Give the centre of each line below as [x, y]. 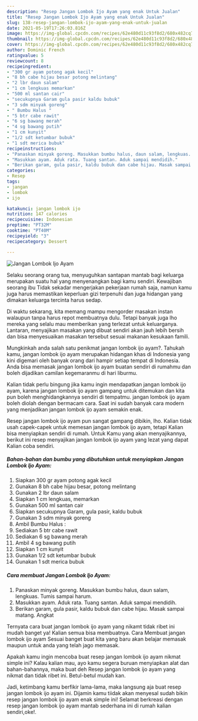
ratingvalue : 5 [25, 55]
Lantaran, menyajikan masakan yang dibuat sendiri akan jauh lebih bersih [95, 330]
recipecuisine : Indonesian [40, 220]
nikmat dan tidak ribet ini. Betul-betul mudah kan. [66, 676]
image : [15, 34]
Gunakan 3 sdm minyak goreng [53, 518]
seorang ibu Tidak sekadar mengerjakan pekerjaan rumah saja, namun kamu [99, 287]
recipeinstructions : [32, 149]
